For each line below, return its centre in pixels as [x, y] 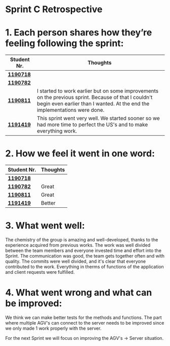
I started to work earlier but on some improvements [98, 91]
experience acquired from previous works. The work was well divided [78, 245]
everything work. [57, 131]
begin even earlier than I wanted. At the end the [93, 104]
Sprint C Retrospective [54, 9]
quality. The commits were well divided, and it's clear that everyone [75, 261]
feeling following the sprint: [65, 43]
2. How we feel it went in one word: [80, 154]
